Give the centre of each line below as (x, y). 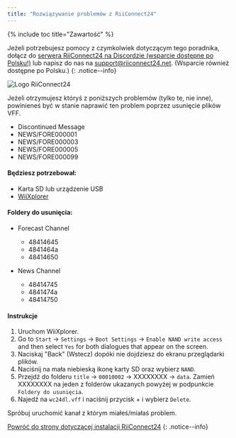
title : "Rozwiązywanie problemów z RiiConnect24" (82, 14)
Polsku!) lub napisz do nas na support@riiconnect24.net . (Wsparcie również (118, 63)
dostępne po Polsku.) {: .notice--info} (62, 70)
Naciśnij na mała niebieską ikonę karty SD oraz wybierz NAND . (107, 369)
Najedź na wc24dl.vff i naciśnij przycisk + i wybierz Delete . (104, 399)
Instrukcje (23, 315)
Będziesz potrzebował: (42, 173)
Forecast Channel (43, 228)
